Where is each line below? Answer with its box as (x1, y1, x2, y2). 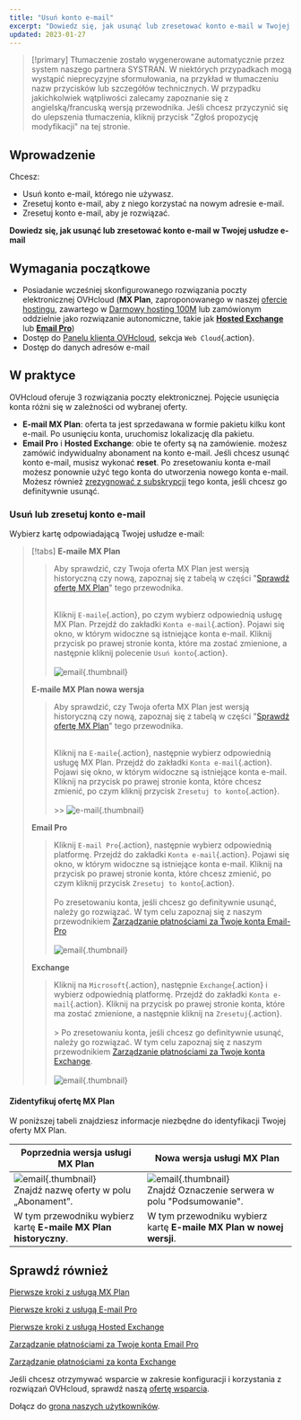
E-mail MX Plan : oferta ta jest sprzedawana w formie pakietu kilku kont (21, 419, 286, 430)
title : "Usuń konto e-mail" (9, 13, 115, 22)
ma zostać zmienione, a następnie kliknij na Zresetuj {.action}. (53, 1008, 282, 1019)
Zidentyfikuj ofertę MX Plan (9, 1096, 115, 1106)
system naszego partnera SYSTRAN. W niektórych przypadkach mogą (30, 64, 292, 75)
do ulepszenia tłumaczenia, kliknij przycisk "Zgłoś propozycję (30, 111, 259, 122)
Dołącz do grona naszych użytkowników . (9, 1401, 160, 1412)
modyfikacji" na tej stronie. (30, 121, 131, 132)
